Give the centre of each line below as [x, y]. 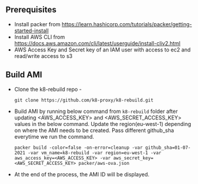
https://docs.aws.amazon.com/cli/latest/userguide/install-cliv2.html [97, 43]
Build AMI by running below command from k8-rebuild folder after [96, 111]
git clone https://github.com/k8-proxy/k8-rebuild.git [84, 100]
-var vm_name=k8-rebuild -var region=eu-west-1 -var [95, 153]
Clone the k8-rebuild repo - [48, 89]
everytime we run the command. [54, 136]
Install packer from [37, 24]
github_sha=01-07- [168, 148]
